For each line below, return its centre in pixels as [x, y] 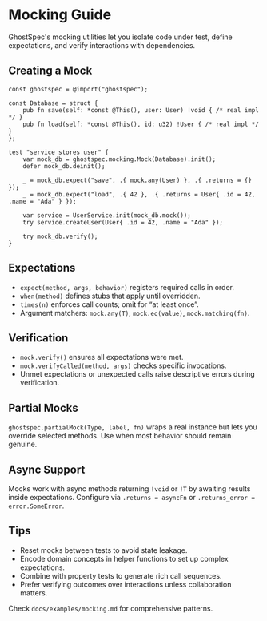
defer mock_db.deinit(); [64, 166]
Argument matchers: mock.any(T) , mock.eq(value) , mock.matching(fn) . [135, 313]
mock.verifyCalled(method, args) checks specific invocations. [123, 365]
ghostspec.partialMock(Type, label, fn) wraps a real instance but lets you [133, 427]
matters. [34, 593]
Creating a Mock [50, 71]
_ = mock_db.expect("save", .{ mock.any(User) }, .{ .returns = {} [137, 180]
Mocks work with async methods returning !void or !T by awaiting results [130, 489]
